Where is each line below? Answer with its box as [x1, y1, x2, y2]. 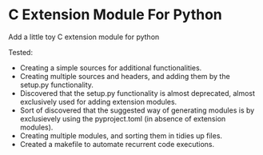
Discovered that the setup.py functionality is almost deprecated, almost [19, 88, 256, 97]
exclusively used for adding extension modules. [19, 97, 177, 106]
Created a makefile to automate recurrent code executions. [19, 139, 214, 149]
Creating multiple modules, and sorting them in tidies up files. [19, 130, 222, 141]
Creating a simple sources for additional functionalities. [19, 62, 202, 73]
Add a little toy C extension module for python [8, 32, 160, 42]
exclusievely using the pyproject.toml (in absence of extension [19, 113, 226, 123]
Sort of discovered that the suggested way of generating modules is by [19, 105, 255, 115]
